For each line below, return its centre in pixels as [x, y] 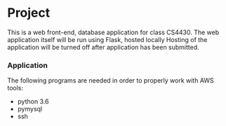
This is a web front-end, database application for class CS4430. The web [113, 32]
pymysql [30, 109]
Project [29, 13]
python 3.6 [33, 101]
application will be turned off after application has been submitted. [104, 47]
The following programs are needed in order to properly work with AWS [111, 80]
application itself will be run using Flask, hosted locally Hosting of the [107, 39]
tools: [15, 88]
